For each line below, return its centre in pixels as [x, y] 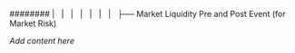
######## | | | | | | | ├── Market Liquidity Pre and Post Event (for [147, 14]
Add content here [42, 41]
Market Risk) [33, 23]
